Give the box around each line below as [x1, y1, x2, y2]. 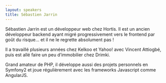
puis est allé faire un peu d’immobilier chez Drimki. [5, 51, 110, 58]
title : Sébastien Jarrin [5, 12, 58, 17]
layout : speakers [5, 7, 42, 13]
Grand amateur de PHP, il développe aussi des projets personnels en [5, 61, 148, 67]
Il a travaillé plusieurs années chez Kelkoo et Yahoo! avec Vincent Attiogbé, [5, 46, 161, 52]
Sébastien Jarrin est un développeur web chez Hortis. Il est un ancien [5, 26, 150, 32]
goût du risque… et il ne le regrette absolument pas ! [5, 36, 115, 43]
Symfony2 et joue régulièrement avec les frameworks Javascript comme [5, 66, 156, 73]
